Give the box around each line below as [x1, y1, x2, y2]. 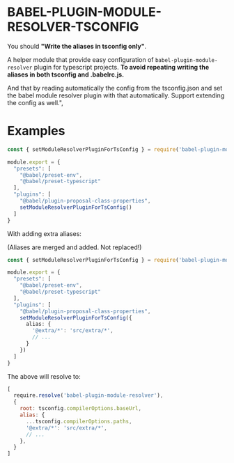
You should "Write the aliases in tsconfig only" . [7, 42, 147, 50]
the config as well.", [7, 98, 64, 107]
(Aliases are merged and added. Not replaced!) [7, 243, 142, 251]
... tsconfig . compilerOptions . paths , [25, 418, 132, 425]
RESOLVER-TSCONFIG [7, 19, 139, 35]
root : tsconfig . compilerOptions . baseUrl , [19, 405, 141, 412]
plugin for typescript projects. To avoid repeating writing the [33, 63, 210, 71]
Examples [7, 123, 65, 139]
